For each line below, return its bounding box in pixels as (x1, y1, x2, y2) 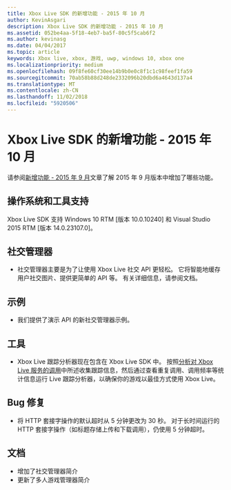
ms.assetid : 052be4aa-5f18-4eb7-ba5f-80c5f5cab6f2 (7, 29, 156, 37)
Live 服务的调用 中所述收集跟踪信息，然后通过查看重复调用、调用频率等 (17, 366, 219, 375)
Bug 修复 (7, 397, 46, 409)
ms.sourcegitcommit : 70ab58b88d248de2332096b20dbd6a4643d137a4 (7, 74, 193, 81)
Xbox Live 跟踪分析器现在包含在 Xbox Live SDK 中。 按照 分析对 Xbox (17, 357, 214, 366)
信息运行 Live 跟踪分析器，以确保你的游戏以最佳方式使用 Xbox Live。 (23, 375, 219, 383)
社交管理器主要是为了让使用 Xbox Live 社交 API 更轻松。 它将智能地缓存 (17, 265, 221, 273)
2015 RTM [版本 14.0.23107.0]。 (7, 224, 97, 232)
